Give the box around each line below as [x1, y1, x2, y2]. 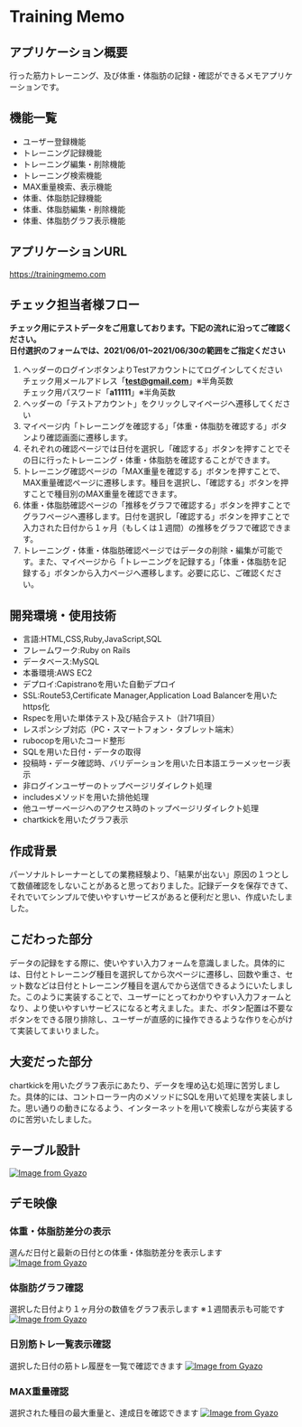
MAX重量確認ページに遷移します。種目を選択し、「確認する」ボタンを [22, 477, 281, 489]
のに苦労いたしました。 [9, 1114, 96, 1124]
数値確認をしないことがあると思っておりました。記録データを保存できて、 [16, 881, 293, 891]
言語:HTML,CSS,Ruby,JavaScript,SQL [22, 634, 162, 645]
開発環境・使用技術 [9, 608, 116, 623]
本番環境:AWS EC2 [22, 667, 93, 678]
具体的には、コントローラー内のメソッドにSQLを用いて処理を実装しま [24, 1091, 286, 1102]
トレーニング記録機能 [22, 147, 102, 158]
